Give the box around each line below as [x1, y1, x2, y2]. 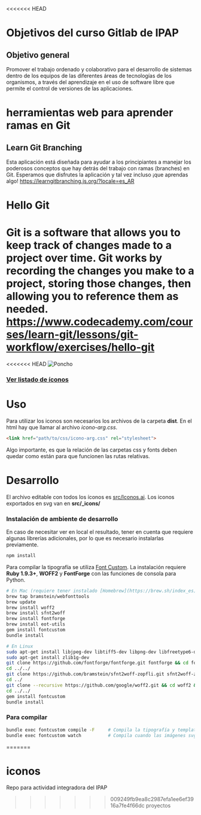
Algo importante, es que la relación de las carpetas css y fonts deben [6, 446, 178, 453]
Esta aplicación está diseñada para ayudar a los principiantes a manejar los [6, 158, 191, 166]
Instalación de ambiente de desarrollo [6, 515, 118, 523]
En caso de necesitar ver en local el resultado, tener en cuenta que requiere [6, 528, 193, 536]
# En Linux [6, 643, 33, 649]
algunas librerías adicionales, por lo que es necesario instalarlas [6, 535, 165, 542]
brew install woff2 [6, 605, 55, 611]
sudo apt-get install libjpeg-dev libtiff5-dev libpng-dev [6, 649, 157, 655]
